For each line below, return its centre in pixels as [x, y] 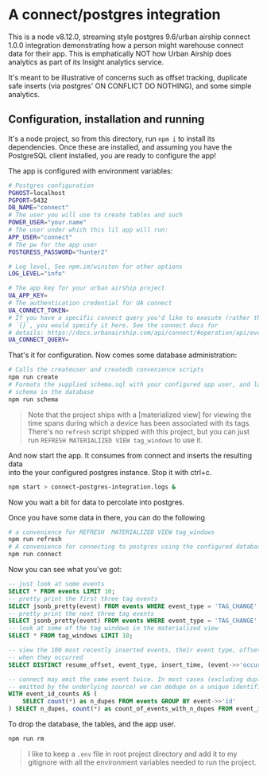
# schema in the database [51, 391]
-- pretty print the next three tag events [81, 613]
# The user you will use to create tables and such [95, 215]
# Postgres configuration [51, 185]
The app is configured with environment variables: [91, 171]
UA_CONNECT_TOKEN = [39, 310]
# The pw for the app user [53, 244]
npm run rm [26, 738]
